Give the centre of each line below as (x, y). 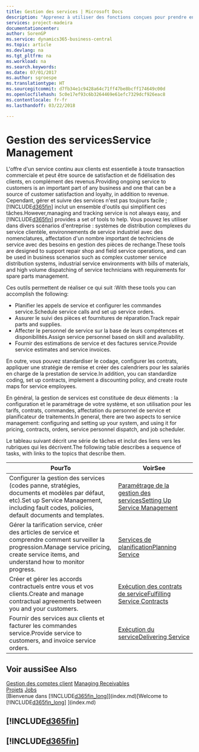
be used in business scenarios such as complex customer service (86, 257)
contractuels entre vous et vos (51, 586)
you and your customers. (44, 609)
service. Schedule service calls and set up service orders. (85, 312)
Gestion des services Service (78, 140)
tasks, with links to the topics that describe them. (66, 453)
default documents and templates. (57, 515)
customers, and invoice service (53, 640)
